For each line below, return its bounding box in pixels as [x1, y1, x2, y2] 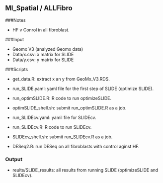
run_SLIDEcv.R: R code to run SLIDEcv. [12, 124, 92, 130]
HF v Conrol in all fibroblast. [12, 27, 70, 33]
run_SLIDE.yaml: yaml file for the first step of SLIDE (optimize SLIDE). [12, 86, 154, 91]
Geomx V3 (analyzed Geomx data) [12, 46, 83, 52]
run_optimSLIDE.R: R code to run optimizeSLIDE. [12, 95, 112, 101]
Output [5, 156, 23, 163]
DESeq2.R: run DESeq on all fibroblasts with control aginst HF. [12, 143, 140, 149]
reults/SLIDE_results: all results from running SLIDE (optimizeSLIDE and [12, 167, 159, 173]
